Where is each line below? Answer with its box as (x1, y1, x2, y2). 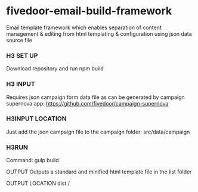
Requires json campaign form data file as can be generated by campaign (6, 94, 185, 101)
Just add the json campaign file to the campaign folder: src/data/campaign (6, 128, 190, 135)
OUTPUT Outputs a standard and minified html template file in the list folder (6, 168, 192, 175)
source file (6, 36, 33, 44)
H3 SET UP (6, 51, 38, 60)
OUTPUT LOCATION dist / (6, 180, 70, 187)
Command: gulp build (6, 157, 59, 164)
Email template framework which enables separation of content (6, 24, 162, 31)
